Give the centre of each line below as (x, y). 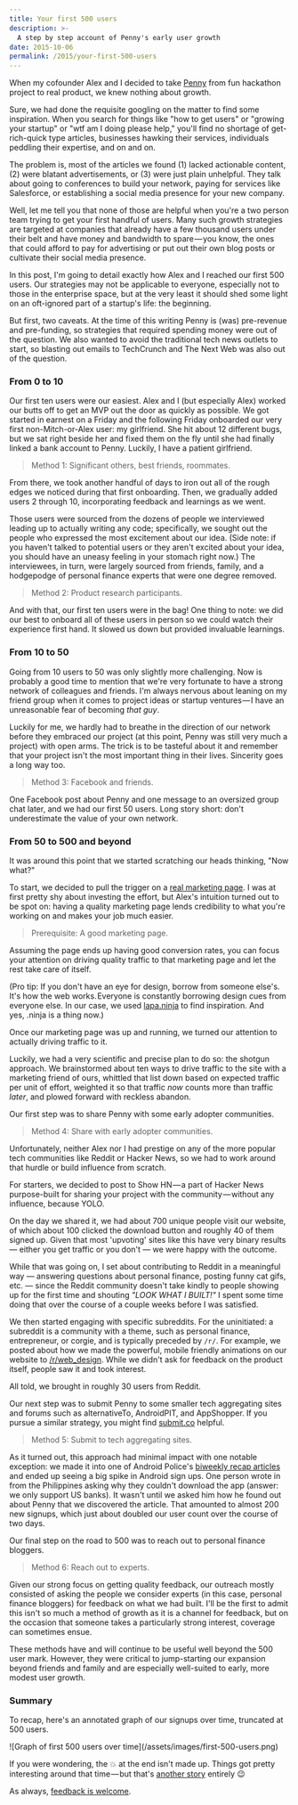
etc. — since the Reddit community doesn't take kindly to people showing (144, 1286)
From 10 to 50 (39, 652)
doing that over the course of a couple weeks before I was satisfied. (134, 1304)
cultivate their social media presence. (78, 257)
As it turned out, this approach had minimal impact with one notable (133, 1458)
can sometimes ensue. (51, 1632)
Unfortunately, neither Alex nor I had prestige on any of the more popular (143, 1148)
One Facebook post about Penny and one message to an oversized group (144, 799)
